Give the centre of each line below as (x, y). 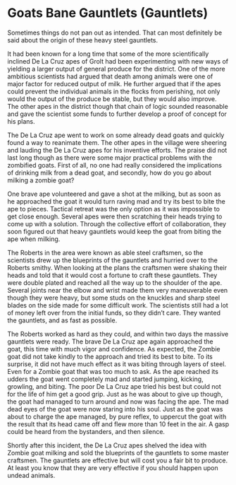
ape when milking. (34, 239)
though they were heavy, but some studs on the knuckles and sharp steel (114, 298)
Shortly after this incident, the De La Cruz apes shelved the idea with (107, 445)
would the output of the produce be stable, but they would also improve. (112, 99)
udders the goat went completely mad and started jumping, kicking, (105, 379)
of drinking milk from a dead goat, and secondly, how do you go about (109, 173)
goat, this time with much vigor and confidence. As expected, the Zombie (114, 349)
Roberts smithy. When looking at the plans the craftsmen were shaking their (117, 267)
